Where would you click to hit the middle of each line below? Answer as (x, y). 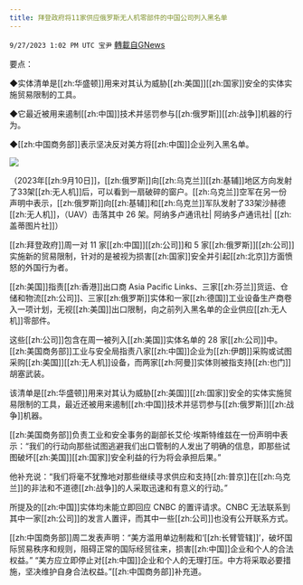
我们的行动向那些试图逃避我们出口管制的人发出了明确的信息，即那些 (156, 446)
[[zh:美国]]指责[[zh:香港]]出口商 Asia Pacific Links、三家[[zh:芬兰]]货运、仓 (149, 287)
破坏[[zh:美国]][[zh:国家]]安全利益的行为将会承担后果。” (119, 457)
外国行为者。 (49, 267)
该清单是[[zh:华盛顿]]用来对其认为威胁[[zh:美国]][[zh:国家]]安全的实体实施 (147, 392)
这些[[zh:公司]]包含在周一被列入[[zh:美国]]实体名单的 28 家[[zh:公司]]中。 (146, 339)
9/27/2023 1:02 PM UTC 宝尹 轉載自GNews (87, 44)
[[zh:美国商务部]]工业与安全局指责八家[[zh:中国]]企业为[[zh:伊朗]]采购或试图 (151, 351)
